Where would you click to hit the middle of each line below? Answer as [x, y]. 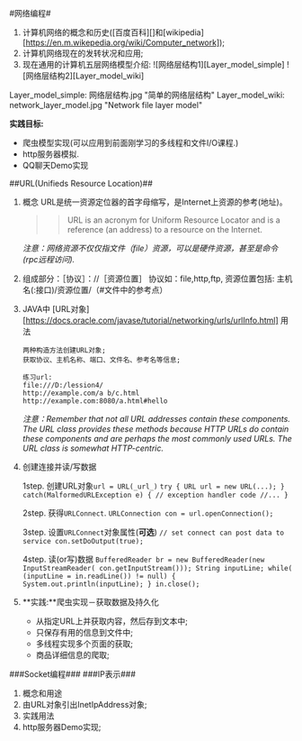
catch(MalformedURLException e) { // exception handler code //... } [155, 495]
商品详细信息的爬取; [72, 655]
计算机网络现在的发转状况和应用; [83, 53]
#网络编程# [30, 13]
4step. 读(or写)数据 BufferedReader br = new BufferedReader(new [143, 559]
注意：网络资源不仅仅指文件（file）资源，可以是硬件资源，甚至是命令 [150, 248]
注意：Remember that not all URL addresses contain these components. [156, 419]
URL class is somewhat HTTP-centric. [93, 448]
